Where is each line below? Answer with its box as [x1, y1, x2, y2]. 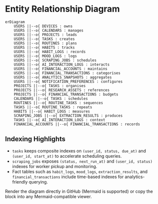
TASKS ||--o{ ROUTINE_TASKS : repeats [14, 105, 92, 110]
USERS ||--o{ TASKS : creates [14, 37, 75, 41]
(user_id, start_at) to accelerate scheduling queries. [12, 153, 122, 159]
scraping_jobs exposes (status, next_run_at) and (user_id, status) [12, 158, 153, 164]
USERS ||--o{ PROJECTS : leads [14, 32, 77, 37]
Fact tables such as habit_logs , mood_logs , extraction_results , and [12, 168, 148, 174]
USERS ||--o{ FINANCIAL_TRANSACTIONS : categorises [14, 71, 121, 75]
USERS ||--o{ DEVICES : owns [14, 23, 73, 29]
